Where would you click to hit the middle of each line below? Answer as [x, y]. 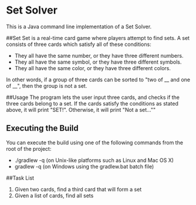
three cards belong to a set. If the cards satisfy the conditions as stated [92, 103]
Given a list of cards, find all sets [54, 196]
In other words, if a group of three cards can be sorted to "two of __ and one [98, 80]
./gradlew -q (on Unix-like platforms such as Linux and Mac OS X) [94, 160]
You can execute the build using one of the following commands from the [95, 143]
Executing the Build [43, 128]
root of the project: [29, 148]
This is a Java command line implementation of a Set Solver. [79, 27]
